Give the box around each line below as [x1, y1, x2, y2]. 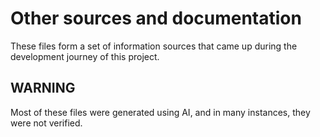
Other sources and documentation [10, 7, 302, 30]
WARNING [10, 80, 76, 97]
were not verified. [10, 117, 83, 129]
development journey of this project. [10, 50, 160, 62]
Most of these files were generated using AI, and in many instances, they [10, 106, 311, 118]
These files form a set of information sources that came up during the [10, 40, 298, 52]
